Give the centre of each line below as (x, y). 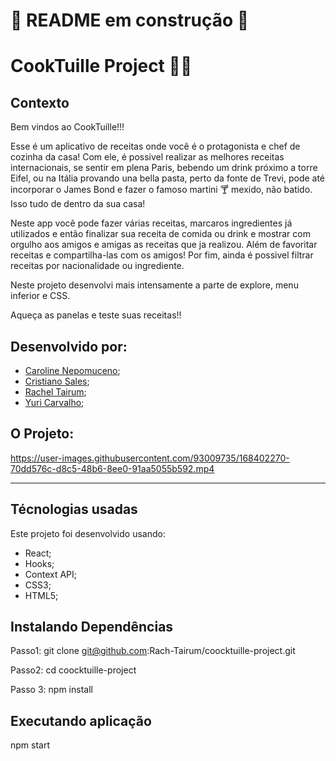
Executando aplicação (81, 720)
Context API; (50, 574)
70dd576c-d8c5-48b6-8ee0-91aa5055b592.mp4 (112, 468)
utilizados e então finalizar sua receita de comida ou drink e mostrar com (160, 234)
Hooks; (39, 563)
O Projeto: (42, 434)
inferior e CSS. (40, 296)
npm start (30, 745)
